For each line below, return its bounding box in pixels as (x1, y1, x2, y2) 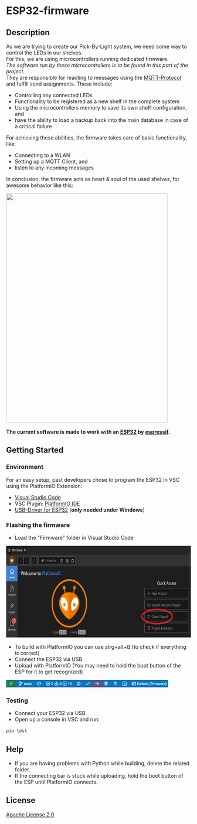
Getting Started (6, 445, 64, 455)
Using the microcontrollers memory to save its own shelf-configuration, (14, 104, 188, 111)
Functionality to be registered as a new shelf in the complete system (14, 98, 180, 105)
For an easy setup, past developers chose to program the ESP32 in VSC (6, 476, 180, 483)
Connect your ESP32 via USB (14, 710, 86, 717)
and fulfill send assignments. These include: (6, 80, 113, 87)
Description (6, 28, 50, 38)
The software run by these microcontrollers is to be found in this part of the (6, 62, 189, 69)
